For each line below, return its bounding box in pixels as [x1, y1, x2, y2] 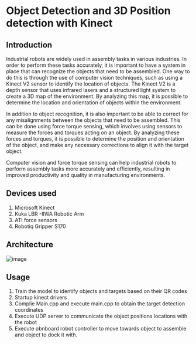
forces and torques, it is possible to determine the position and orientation [6, 135, 184, 142]
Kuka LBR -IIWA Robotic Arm [14, 210, 84, 217]
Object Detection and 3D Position [6, 4, 171, 18]
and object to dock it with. [14, 331, 78, 338]
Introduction [6, 40, 53, 50]
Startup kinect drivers [14, 294, 67, 301]
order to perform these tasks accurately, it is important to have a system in [6, 62, 186, 69]
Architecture [6, 240, 54, 250]
